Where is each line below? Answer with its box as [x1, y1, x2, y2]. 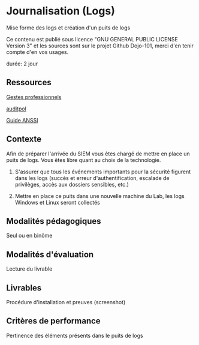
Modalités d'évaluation [6, 249, 94, 259]
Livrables [6, 283, 42, 293]
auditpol [6, 105, 27, 112]
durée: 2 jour [6, 60, 38, 67]
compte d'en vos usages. [6, 48, 69, 55]
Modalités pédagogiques [6, 216, 101, 226]
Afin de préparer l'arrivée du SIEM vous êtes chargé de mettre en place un [6, 150, 190, 157]
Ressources [6, 77, 52, 88]
